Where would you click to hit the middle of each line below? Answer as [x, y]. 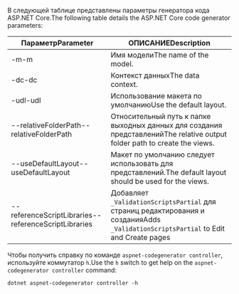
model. [122, 64]
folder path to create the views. [163, 143]
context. [124, 84]
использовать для [142, 163]
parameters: [25, 25]
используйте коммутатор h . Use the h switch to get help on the [100, 262]
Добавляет [130, 193]
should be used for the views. [160, 181]
